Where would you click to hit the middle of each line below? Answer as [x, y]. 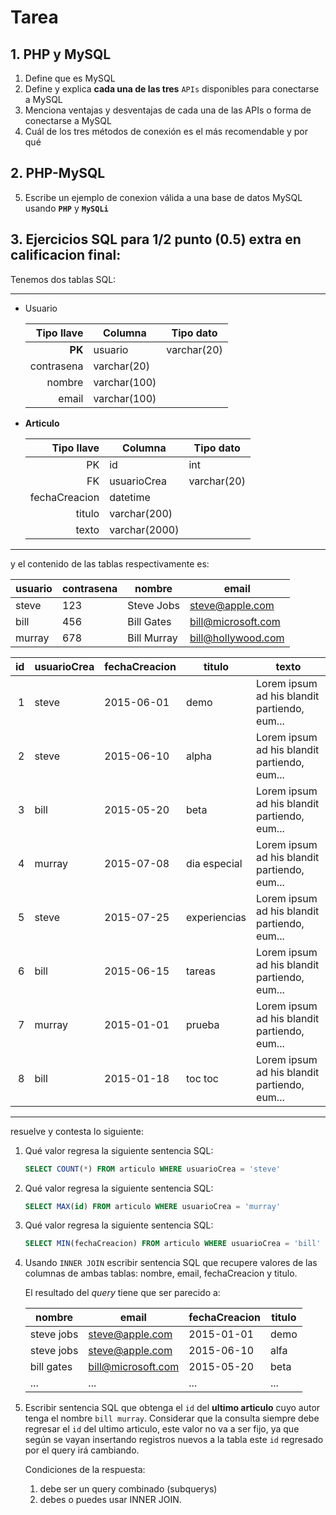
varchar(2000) [144, 529]
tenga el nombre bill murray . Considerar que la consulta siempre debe [172, 1418]
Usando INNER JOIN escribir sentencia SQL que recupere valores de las [171, 1263]
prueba [202, 1024]
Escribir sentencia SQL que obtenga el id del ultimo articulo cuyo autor [172, 1408]
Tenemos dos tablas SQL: [63, 279]
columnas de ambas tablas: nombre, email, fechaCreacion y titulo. [161, 1273]
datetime [130, 497]
